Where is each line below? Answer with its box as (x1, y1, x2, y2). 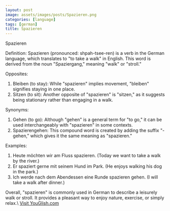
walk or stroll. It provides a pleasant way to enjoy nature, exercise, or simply (5, 195, 164, 201)
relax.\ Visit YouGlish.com (5, 200, 60, 206)
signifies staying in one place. (12, 86, 75, 92)
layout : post (5, 7, 33, 13)
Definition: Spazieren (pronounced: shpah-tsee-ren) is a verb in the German (5, 50, 164, 56)
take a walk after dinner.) (12, 179, 65, 186)
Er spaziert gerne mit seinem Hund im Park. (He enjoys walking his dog (12, 163, 162, 169)
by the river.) (12, 158, 40, 164)
